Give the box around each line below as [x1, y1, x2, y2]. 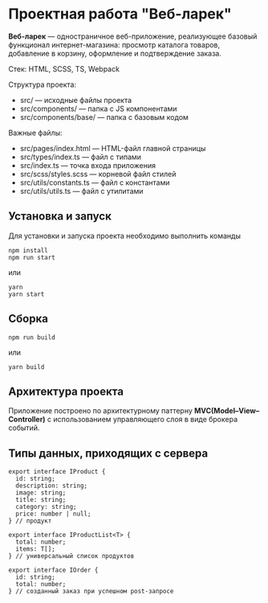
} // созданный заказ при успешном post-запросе [8, 588, 174, 596]
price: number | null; [15, 510, 91, 519]
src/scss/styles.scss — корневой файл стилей [19, 169, 177, 178]
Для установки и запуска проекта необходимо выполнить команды [8, 231, 241, 240]
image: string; [15, 489, 67, 497]
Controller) [8, 415, 46, 425]
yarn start [8, 290, 45, 298]
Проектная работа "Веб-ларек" [8, 5, 232, 23]
